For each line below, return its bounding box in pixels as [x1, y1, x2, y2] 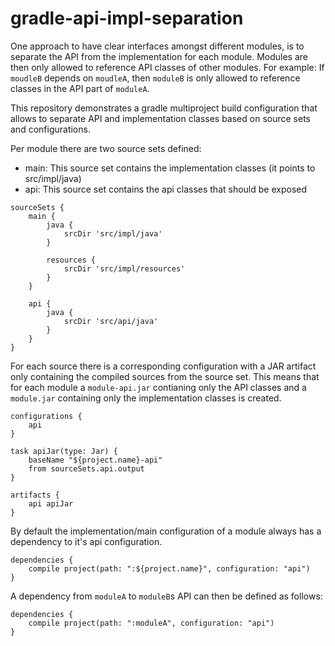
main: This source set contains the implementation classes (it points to [24, 162, 316, 174]
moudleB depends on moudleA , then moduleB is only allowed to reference [10, 72, 301, 84]
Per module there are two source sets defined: [10, 142, 202, 154]
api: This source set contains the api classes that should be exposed [24, 183, 308, 195]
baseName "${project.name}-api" [28, 455, 163, 465]
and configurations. [10, 123, 91, 135]
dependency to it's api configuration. [10, 535, 163, 547]
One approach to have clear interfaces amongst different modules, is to [10, 40, 305, 52]
